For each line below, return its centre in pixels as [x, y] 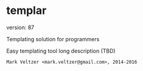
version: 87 [20, 27]
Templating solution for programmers [53, 39]
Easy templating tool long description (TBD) [61, 51]
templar [26, 11]
